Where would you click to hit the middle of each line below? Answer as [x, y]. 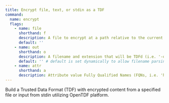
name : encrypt [24, 19]
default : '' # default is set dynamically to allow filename [84, 61]
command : [14, 15]
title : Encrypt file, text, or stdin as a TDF [55, 10]
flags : [17, 24]
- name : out [27, 47]
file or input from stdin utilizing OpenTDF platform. [57, 95]
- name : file [28, 29]
